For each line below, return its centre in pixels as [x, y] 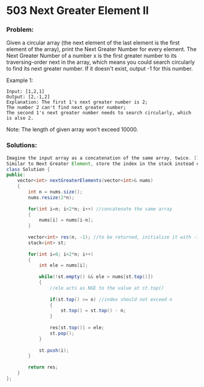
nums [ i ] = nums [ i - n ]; [66, 220]
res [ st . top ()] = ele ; [77, 328]
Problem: [20, 30]
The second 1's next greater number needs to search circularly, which [99, 113]
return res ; [43, 368]
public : [16, 175]
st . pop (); [62, 333]
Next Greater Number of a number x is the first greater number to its [92, 56]
